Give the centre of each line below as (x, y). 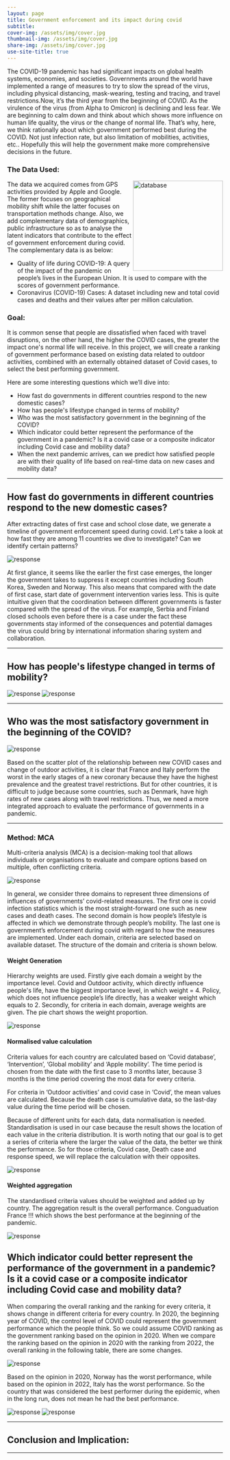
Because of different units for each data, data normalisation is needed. (106, 1120)
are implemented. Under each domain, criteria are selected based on (104, 938)
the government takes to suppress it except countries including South (105, 580)
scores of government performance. (68, 285)
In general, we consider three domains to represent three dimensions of (108, 894)
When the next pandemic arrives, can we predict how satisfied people (116, 454)
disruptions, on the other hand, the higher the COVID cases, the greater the (113, 340)
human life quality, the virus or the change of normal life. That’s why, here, (112, 122)
